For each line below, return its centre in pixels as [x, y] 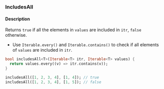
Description [18, 19]
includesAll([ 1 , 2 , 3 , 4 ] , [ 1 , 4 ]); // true [52, 77]
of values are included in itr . [42, 50]
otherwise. [16, 35]
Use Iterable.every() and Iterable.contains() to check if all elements [85, 45]
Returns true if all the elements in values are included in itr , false [73, 30]
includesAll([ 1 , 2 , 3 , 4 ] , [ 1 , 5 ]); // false [53, 82]
